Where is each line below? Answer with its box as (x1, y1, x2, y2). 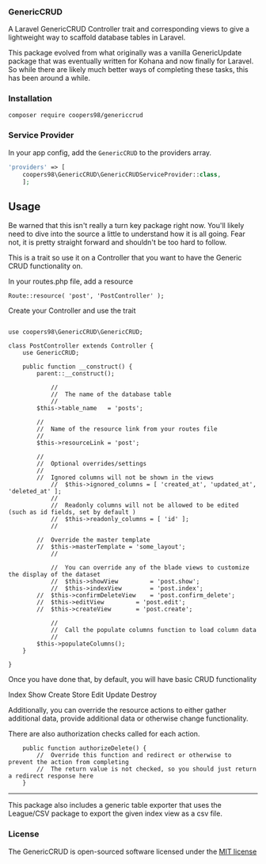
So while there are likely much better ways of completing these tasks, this (8, 65, 249, 74)
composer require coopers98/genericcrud (8, 111, 144, 119)
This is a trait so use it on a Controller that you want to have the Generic (8, 253, 242, 263)
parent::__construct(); (36, 370, 115, 378)
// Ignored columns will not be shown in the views (36, 474, 215, 481)
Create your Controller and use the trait (8, 306, 136, 315)
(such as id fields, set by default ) (8, 508, 136, 516)
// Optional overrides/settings (36, 460, 147, 468)
